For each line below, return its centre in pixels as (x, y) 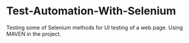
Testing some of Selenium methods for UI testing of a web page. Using (95, 27)
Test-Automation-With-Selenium (91, 11)
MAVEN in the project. (34, 33)
